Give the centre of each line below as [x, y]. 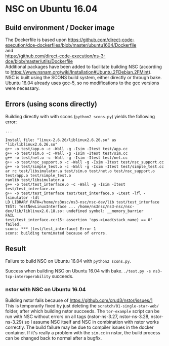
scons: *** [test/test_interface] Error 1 [51, 229]
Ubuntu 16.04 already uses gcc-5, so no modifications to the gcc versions [82, 83]
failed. [13, 224]
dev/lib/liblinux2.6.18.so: [35, 211]
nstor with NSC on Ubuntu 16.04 [46, 289]
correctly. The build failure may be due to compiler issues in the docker [79, 327]
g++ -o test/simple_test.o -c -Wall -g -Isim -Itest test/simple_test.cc [85, 166]
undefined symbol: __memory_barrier [105, 211]
